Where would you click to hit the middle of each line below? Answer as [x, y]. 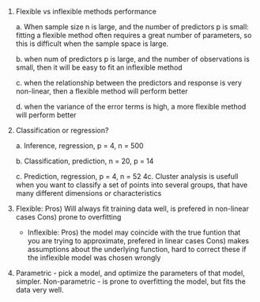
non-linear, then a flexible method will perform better [102, 91]
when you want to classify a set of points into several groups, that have [132, 185]
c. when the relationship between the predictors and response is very [129, 83]
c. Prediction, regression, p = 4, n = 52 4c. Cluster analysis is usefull [127, 176]
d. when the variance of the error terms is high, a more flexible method [131, 107]
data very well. [40, 290]
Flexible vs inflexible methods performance [86, 11]
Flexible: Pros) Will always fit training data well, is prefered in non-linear [132, 208]
